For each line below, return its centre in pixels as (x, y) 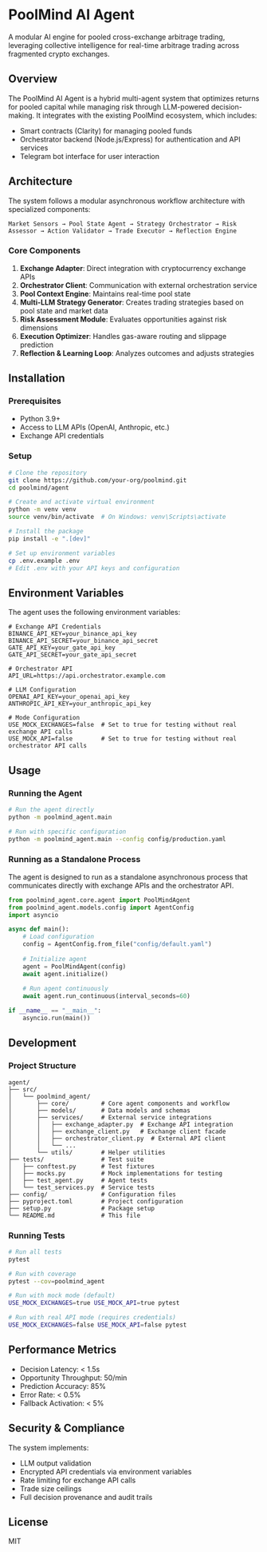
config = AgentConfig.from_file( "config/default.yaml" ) (118, 944)
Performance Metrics (63, 1350)
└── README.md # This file (75, 1215)
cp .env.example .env (44, 561)
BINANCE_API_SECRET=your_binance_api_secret (83, 641)
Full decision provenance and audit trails (86, 1497)
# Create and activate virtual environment (82, 502)
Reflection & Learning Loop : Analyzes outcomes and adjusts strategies (137, 353)
